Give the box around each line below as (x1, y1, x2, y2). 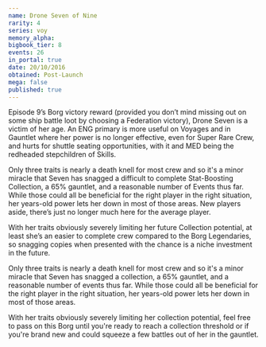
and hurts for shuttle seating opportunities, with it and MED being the (8, 141, 234, 151)
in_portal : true (8, 57, 62, 64)
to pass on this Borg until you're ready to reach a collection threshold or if (8, 322, 249, 331)
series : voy (8, 26, 48, 34)
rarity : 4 (8, 19, 41, 27)
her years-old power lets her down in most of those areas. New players (8, 199, 241, 209)
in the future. (8, 248, 51, 258)
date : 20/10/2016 (8, 64, 66, 72)
